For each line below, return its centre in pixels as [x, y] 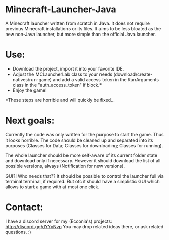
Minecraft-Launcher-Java [61, 9]
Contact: [24, 207]
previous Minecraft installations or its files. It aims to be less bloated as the [83, 28]
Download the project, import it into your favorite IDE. [68, 68]
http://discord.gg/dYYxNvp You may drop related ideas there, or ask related [84, 226]
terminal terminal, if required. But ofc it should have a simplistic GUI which [82, 181]
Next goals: [30, 121]
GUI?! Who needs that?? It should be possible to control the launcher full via [84, 176]
